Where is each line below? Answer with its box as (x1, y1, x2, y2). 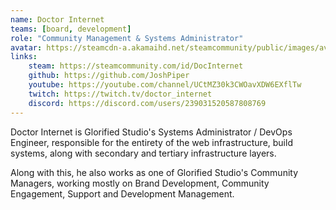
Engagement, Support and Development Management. (10, 187, 235, 200)
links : (10, 52, 38, 62)
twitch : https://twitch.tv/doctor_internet (28, 89, 213, 99)
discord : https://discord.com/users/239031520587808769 (28, 98, 267, 108)
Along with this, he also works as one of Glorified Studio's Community (10, 166, 299, 178)
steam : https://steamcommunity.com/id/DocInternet (28, 61, 244, 71)
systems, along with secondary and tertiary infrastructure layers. (10, 147, 277, 159)
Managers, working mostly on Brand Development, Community (10, 177, 270, 189)
